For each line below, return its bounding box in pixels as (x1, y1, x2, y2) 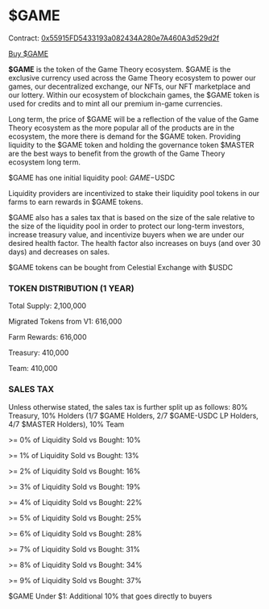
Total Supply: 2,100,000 (8, 301, 87, 311)
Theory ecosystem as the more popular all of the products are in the (8, 123, 235, 132)
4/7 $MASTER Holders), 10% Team (8, 419, 125, 429)
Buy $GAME (8, 48, 49, 58)
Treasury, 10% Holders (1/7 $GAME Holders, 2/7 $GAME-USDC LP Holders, (8, 411, 259, 420)
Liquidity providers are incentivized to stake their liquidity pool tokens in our (8, 188, 260, 198)
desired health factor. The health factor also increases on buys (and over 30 (8, 238, 261, 248)
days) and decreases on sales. (8, 247, 110, 257)
